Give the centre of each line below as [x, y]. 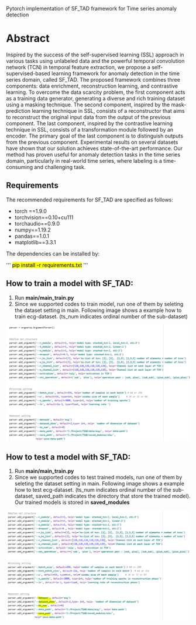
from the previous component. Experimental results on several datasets [92, 142]
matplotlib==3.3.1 [35, 242]
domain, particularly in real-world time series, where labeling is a [84, 160]
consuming [20, 167]
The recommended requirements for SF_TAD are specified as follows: [90, 200]
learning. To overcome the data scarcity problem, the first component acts [96, 92]
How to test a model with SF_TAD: [68, 457]
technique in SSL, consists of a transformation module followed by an [90, 129]
